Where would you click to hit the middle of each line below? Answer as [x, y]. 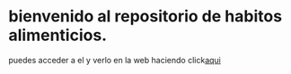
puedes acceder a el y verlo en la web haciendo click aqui [115, 60]
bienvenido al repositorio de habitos [145, 16]
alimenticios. [58, 35]
